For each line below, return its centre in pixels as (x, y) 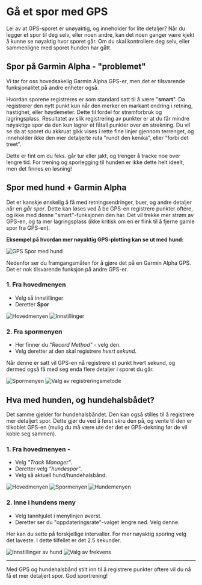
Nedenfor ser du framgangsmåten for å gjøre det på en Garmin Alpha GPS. (99, 263)
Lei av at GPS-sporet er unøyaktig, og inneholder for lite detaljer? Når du (96, 28)
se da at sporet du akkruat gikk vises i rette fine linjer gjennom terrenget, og (100, 131)
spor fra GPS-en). (28, 227)
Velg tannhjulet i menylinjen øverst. (58, 516)
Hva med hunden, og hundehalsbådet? (81, 400)
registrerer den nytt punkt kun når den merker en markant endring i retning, (99, 106)
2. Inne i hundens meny (41, 502)
